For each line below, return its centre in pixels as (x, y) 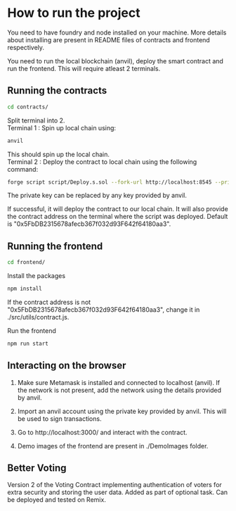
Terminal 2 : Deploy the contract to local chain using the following (102, 162)
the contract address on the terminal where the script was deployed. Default (118, 217)
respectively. (26, 47)
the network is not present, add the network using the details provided (119, 390)
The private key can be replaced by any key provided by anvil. (97, 196)
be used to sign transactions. (59, 418)
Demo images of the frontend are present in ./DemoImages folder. (113, 446)
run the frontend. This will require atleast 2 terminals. (84, 68)
